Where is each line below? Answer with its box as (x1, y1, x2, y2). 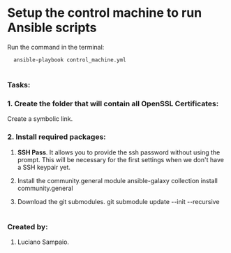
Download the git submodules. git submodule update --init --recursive (17, 197, 220, 205)
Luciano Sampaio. (17, 238, 70, 246)
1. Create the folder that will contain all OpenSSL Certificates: (7, 99, 219, 108)
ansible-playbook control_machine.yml (13, 56, 127, 64)
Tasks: (7, 80, 31, 89)
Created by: (7, 222, 48, 231)
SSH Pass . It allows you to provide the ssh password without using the (17, 148, 221, 157)
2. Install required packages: (7, 132, 106, 142)
